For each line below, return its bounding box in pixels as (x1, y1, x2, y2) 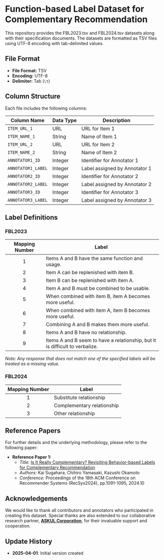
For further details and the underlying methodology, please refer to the (5, 440, 147, 445)
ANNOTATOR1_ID (7, 158, 41, 163)
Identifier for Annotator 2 (81, 173, 139, 180)
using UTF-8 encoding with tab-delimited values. (5, 40, 104, 46)
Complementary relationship (53, 402, 119, 409)
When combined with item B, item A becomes (45, 293, 150, 300)
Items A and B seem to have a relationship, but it (45, 337, 156, 344)
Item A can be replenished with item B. (45, 269, 134, 276)
